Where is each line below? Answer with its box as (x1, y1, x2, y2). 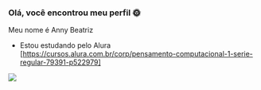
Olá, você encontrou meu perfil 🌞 (8, 7, 141, 18)
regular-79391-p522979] (19, 57, 101, 67)
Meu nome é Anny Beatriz (8, 25, 94, 35)
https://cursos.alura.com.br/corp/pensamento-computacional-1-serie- (22, 49, 253, 59)
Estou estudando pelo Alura (19, 41, 111, 50)
